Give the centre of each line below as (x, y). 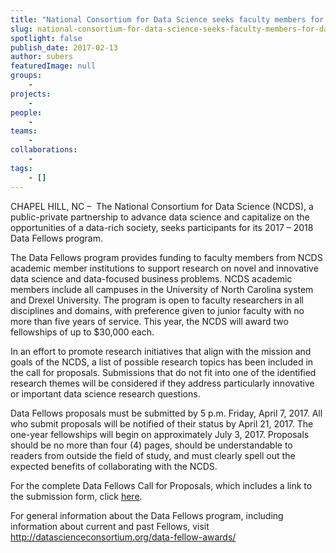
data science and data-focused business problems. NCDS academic (151, 278)
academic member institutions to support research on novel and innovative (164, 268)
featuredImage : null (53, 66)
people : (26, 112)
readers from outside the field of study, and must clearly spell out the (153, 455)
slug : (21, 29)
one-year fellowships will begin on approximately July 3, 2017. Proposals (160, 434)
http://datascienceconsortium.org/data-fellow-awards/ (123, 537)
